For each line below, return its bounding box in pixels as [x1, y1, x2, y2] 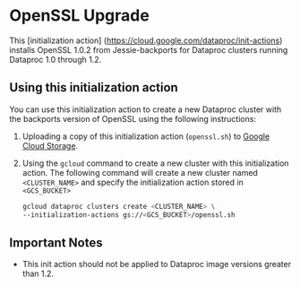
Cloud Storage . [21, 140, 79, 151]
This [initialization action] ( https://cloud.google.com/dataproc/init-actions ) [9, 35, 283, 46]
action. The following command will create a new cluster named [21, 167, 258, 178]
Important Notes [9, 235, 103, 250]
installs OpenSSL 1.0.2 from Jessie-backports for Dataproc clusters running [9, 44, 288, 55]
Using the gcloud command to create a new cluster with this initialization [21, 158, 289, 169]
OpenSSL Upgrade [9, 5, 150, 26]
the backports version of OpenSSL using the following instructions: [9, 113, 257, 124]
